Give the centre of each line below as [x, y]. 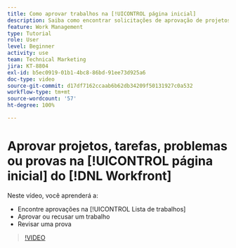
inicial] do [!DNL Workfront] [90, 176]
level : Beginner [31, 46]
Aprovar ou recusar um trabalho [64, 216]
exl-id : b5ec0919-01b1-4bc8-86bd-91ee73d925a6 [77, 72]
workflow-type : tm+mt [39, 92]
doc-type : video [31, 79]
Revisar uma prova [44, 224]
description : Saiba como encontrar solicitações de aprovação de [105, 20]
